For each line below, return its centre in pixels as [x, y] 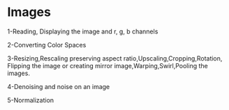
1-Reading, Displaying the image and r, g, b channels [83, 31]
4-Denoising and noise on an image [59, 86]
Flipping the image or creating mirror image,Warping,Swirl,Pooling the [108, 65]
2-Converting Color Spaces [47, 45]
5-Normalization [31, 100]
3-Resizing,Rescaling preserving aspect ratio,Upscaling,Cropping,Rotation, [115, 58]
